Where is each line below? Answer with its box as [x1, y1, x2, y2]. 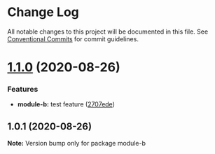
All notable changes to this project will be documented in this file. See [7, 27, 209, 36]
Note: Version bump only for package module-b [7, 139, 146, 148]
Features [7, 85, 39, 94]
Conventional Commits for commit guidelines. [7, 34, 139, 43]
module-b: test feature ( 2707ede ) [17, 100, 116, 108]
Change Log [7, 4, 79, 20]
